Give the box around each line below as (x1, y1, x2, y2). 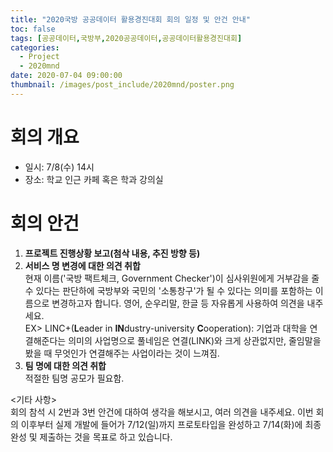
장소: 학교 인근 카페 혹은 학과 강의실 (24, 173, 164, 185)
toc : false (10, 24, 56, 34)
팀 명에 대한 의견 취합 (24, 359, 107, 371)
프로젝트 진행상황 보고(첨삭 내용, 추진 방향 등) (24, 247, 201, 259)
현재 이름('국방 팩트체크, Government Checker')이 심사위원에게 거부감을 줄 (24, 272, 320, 284)
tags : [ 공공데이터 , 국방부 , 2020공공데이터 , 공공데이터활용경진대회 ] (10, 33, 243, 43)
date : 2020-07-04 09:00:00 (10, 71, 123, 81)
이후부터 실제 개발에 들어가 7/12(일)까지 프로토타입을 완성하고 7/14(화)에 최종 (20, 418, 322, 430)
